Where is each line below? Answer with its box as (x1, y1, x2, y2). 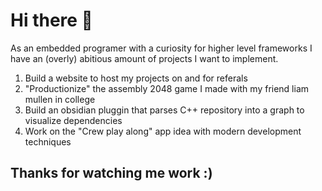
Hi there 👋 (10, 9, 93, 32)
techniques (24, 135, 72, 148)
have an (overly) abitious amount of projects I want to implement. (10, 52, 279, 64)
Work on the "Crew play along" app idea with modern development (24, 125, 302, 137)
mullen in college (24, 93, 96, 105)
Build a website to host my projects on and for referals (24, 72, 248, 84)
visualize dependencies (24, 114, 123, 126)
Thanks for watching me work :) (10, 165, 213, 182)
